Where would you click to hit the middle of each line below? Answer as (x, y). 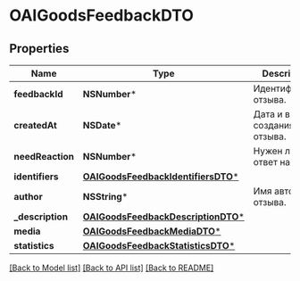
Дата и (268, 114)
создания (274, 125)
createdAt (36, 125)
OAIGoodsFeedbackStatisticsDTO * (159, 246)
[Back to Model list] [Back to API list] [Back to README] (112, 268)
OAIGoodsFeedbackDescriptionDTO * (164, 217)
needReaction (44, 157)
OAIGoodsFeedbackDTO (102, 16)
